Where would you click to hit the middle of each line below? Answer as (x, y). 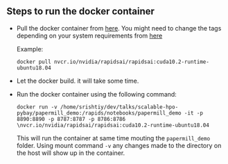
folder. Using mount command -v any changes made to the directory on (119, 145)
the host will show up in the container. (71, 153)
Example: (30, 49)
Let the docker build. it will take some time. (78, 81)
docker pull (34, 62)
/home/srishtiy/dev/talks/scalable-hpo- (120, 107)
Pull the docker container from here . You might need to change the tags (119, 28)
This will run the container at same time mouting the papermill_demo (113, 138)
